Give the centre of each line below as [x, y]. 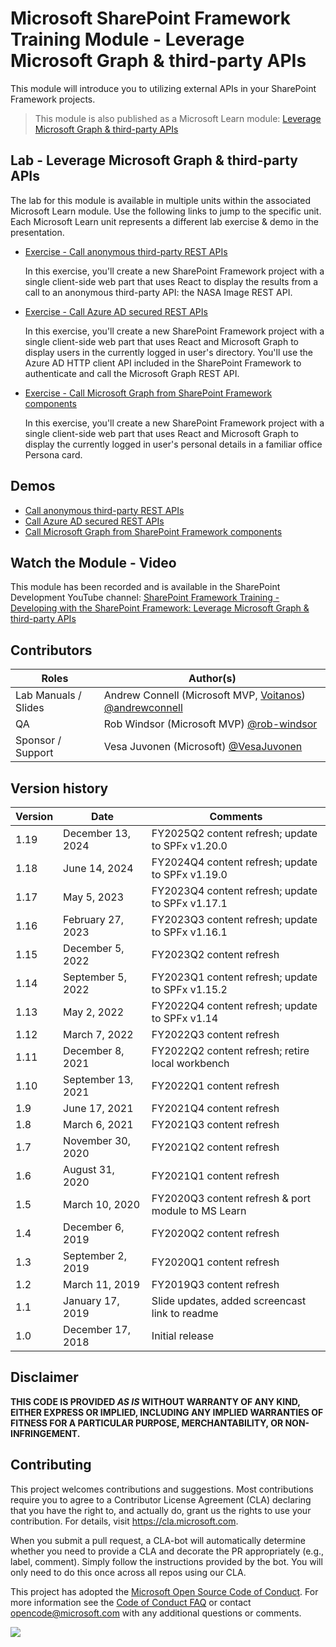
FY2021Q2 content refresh [215, 1147]
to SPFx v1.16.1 [189, 932]
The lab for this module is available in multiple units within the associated [161, 200]
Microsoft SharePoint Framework [150, 18]
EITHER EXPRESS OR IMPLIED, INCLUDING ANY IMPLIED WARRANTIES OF [167, 1412]
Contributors [51, 650]
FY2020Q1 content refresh [215, 1262]
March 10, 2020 [102, 1204]
